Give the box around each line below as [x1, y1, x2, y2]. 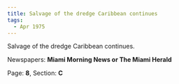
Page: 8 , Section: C [7, 69, 63, 77]
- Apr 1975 [13, 23, 45, 30]
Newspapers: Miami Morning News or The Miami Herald [7, 56, 173, 64]
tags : [7, 17, 23, 24]
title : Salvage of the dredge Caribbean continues [7, 10, 158, 17]
